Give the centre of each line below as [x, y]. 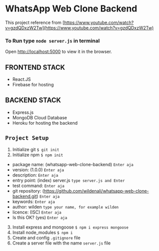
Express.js [23, 112]
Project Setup [27, 138]
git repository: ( [28, 191]
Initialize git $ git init [36, 149]
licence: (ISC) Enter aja [37, 212]
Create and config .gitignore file [46, 238]
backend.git [25, 196]
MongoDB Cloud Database [40, 117]
